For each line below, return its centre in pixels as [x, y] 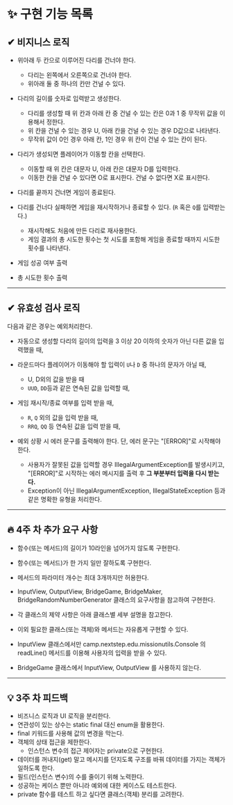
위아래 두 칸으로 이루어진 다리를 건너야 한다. [77, 60]
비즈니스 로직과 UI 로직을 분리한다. [64, 716]
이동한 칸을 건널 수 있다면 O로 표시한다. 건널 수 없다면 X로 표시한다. [119, 177]
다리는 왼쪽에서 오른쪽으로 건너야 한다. [79, 75]
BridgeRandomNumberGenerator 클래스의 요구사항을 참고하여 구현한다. [116, 600]
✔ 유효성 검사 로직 [44, 308]
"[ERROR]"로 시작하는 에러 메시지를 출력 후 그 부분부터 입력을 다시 [117, 473]
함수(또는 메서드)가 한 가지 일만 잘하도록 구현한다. [84, 563]
